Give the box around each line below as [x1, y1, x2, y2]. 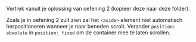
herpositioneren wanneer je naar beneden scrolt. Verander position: [6, 23, 176, 30]
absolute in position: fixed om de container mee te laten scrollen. [6, 29, 171, 36]
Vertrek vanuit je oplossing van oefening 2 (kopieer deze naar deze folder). [6, 5, 191, 12]
